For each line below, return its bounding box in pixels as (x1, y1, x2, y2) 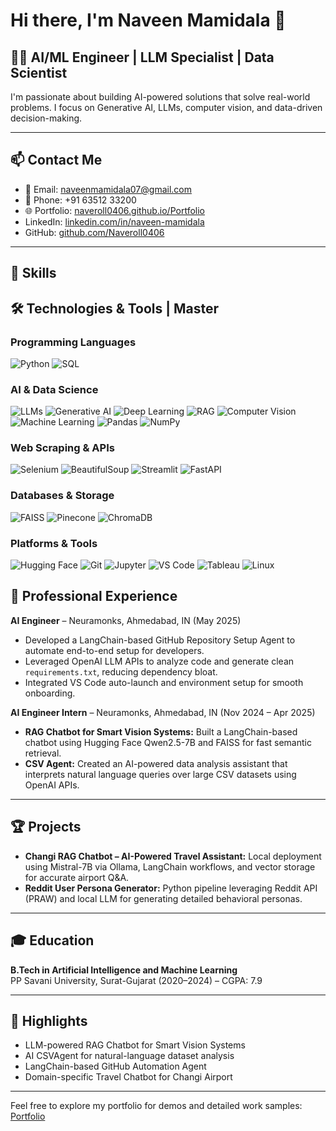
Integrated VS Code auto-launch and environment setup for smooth (24, 676, 304, 688)
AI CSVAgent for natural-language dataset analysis (24, 1050, 235, 1062)
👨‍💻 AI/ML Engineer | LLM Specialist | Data (10, 49, 275, 66)
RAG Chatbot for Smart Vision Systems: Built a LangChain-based (24, 725, 298, 738)
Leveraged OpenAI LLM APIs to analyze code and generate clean (24, 655, 295, 667)
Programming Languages (10, 335, 137, 349)
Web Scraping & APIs (10, 441, 115, 455)
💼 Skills (10, 265, 57, 282)
